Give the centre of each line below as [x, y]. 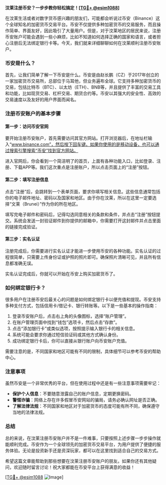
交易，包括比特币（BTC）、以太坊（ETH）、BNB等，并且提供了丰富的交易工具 [83, 87]
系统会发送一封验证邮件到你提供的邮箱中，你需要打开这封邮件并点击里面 [87, 220]
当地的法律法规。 [30, 412]
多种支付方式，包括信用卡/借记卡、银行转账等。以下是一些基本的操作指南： [82, 306]
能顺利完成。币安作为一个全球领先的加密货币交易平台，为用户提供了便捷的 [81, 444]
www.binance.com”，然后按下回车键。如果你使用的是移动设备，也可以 [83, 144]
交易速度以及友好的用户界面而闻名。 [42, 100]
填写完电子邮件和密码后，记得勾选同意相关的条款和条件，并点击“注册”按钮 [81, 214]
